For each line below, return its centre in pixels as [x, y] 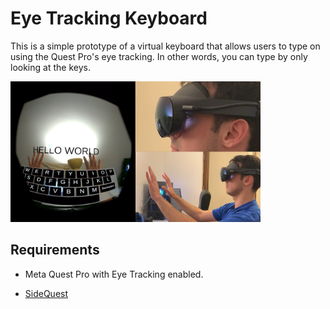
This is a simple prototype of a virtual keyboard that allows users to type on [165, 46]
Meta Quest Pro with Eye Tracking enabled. [114, 274]
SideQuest [46, 293]
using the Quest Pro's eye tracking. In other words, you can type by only [159, 56]
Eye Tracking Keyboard [109, 18]
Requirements [55, 250]
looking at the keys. [50, 67]
